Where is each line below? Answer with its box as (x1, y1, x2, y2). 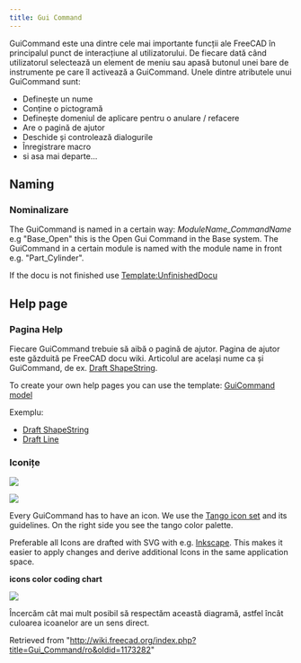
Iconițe (9, 455, 40, 468)
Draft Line (22, 434, 59, 445)
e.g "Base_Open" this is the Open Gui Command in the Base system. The (9, 234, 279, 244)
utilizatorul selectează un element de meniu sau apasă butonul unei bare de (9, 57, 289, 67)
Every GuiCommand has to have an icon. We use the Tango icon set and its (9, 510, 288, 521)
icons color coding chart (9, 574, 103, 585)
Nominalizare (9, 203, 69, 216)
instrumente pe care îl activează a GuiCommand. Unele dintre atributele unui (9, 66, 292, 77)
